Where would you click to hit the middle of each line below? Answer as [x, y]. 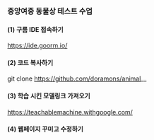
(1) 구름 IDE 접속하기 [35, 29]
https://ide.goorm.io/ [37, 46]
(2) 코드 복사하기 [30, 62]
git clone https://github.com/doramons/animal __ [77, 78]
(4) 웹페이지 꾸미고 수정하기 [45, 129]
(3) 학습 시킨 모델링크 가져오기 [49, 95]
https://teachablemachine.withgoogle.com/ [70, 112]
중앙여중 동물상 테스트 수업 [50, 11]
